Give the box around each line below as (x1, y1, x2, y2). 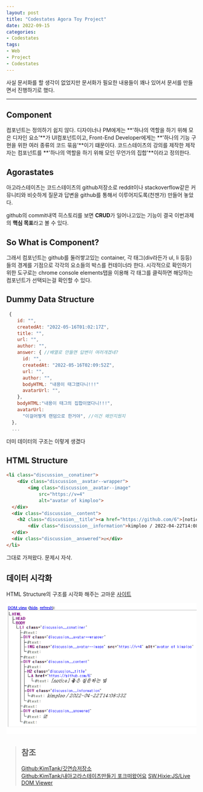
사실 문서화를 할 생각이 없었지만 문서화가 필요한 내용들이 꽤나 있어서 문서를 (6, 78, 182, 86)
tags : (6, 42, 20, 48)
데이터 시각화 (6, 573, 53, 584)
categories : (6, 29, 36, 35)
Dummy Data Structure (6, 295, 95, 305)
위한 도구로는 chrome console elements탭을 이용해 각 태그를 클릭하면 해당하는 (6, 269, 193, 276)
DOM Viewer (21, 779, 53, 786)
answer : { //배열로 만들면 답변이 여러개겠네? (17, 350, 119, 356)
